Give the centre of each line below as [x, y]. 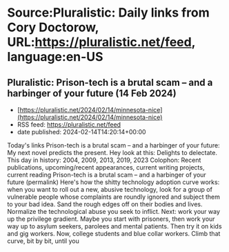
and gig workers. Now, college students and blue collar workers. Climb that [114, 234]
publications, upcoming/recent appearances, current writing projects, [106, 167]
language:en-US [55, 57]
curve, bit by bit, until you [43, 241]
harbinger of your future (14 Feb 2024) [92, 93]
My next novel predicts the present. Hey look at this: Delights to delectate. [112, 153]
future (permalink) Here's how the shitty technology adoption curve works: [113, 182]
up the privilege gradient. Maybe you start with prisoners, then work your [111, 219]
